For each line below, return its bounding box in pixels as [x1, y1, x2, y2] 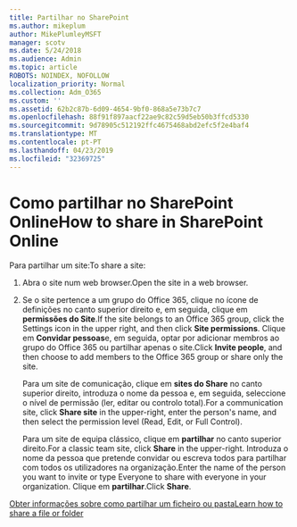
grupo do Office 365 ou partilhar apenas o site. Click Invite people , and [21, 342, 283, 353]
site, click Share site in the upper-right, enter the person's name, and [21, 407, 277, 418]
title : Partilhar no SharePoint [9, 13, 129, 22]
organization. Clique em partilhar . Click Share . [21, 481, 192, 492]
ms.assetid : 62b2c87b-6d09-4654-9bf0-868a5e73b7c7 [9, 105, 202, 113]
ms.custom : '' [9, 96, 62, 105]
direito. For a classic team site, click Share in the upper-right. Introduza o [21, 443, 289, 454]
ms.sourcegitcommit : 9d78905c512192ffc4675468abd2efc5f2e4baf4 [9, 121, 250, 130]
